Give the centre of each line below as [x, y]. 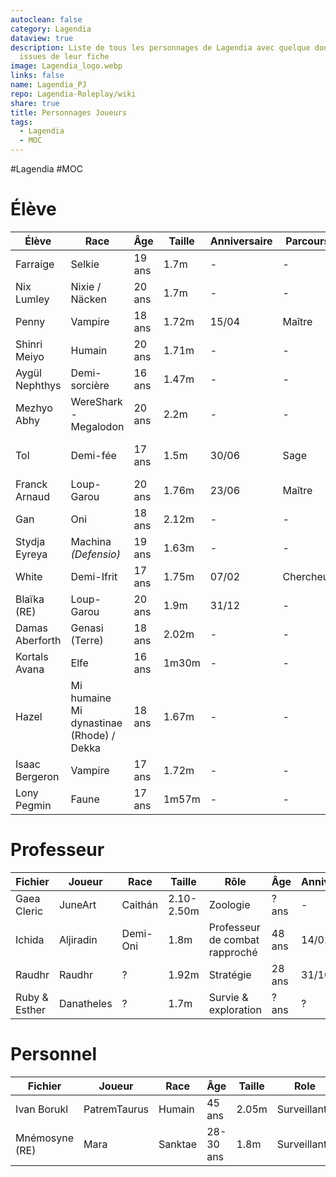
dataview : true [42, 38]
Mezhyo [34, 408]
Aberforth [38, 640]
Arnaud [33, 496]
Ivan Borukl [42, 1109]
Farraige [35, 264]
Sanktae [178, 1144]
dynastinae [96, 723]
